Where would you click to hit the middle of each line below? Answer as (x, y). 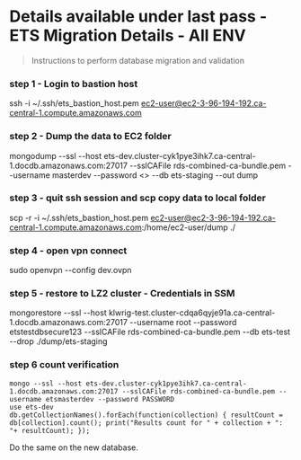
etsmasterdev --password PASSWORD (110, 399)
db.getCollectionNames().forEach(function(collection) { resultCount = (146, 415)
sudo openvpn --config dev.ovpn (71, 270)
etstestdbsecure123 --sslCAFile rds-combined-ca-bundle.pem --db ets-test (150, 332)
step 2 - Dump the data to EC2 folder (91, 137)
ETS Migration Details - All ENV (128, 35)
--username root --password (183, 323)
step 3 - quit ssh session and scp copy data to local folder (138, 198)
